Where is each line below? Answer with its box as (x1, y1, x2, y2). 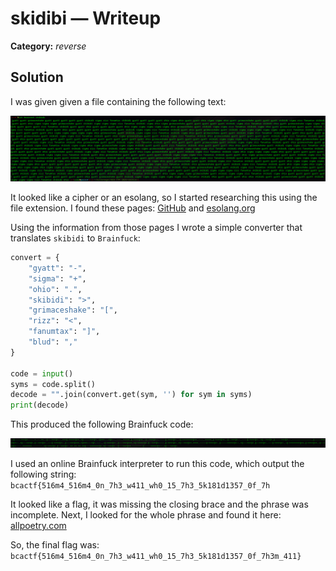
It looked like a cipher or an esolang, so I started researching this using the (10, 192, 318, 204)
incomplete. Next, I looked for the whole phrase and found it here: (10, 508, 282, 521)
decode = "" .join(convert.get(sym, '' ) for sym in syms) (10, 390, 253, 400)
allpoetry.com (10, 519, 67, 531)
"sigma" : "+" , (28, 273, 87, 284)
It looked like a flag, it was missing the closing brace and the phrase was (10, 498, 309, 510)
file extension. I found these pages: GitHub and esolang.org (10, 202, 256, 214)
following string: (10, 468, 77, 480)
